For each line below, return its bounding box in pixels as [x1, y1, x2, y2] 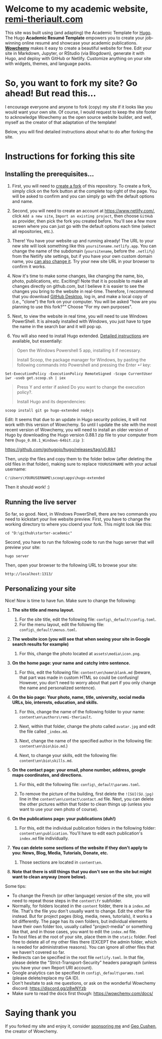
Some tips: [5, 883, 27, 889]
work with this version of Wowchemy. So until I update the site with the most [5, 422, 157, 427]
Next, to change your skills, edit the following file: [19, 752, 118, 758]
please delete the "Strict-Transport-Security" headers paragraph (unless [12, 960, 157, 965]
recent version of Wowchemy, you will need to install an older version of [5, 426, 148, 432]
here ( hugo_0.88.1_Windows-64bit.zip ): [5, 437, 85, 443]
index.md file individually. [19, 835, 69, 841]
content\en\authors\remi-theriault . [19, 714, 92, 720]
